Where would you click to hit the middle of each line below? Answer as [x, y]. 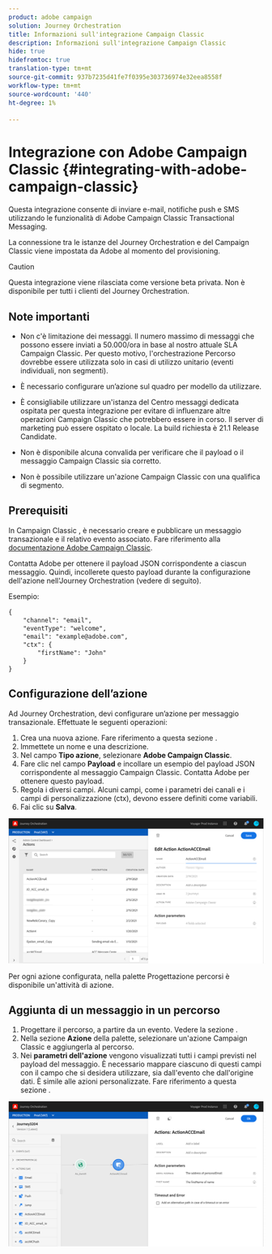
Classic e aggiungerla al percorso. [77, 1047]
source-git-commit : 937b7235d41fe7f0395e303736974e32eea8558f [115, 77]
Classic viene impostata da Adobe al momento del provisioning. [115, 251]
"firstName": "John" [72, 653]
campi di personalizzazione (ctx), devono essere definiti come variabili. [139, 798]
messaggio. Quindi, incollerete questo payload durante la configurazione [130, 571]
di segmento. [42, 485]
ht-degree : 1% [32, 103]
